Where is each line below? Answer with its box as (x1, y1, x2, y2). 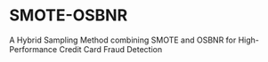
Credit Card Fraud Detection (59, 43, 163, 54)
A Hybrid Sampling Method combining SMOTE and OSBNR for (9, 35, 237, 45)
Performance (9, 43, 58, 54)
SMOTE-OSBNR (9, 5, 128, 26)
